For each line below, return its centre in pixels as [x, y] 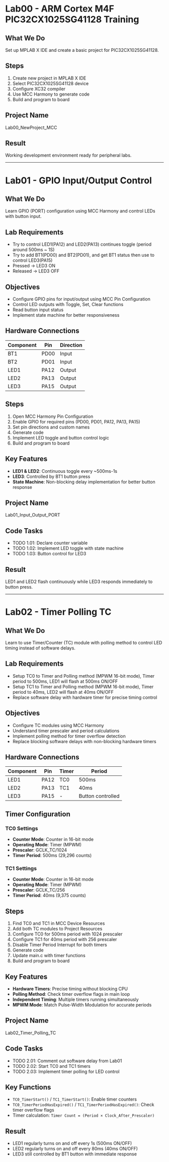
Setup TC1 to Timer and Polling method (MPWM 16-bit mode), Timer [83, 686]
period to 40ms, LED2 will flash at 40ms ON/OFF [63, 692]
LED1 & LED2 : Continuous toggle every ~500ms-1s [65, 471]
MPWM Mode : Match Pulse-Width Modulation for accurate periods [82, 1004]
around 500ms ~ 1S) [33, 250]
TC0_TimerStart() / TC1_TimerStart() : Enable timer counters [75, 1099]
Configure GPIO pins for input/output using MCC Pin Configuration [81, 299]
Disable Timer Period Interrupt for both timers [60, 945]
